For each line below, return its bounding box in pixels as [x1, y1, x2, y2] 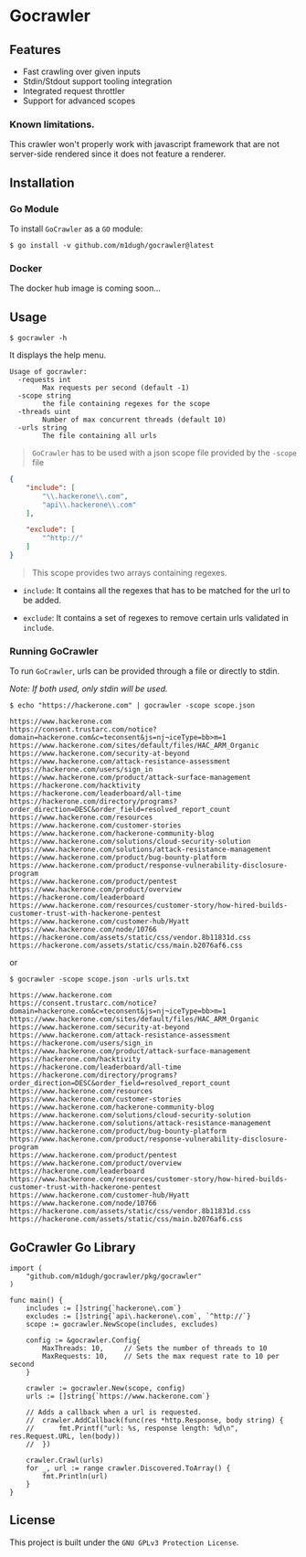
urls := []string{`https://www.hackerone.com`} [26, 1392, 210, 1402]
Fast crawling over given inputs [22, 66, 142, 77]
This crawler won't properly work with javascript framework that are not [9, 139, 280, 150]
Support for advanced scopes [22, 95, 135, 106]
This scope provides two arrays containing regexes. [31, 567, 227, 578]
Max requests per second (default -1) [42, 383, 190, 393]
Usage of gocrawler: [9, 368, 89, 377]
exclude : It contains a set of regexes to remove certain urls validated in [22, 612, 290, 623]
